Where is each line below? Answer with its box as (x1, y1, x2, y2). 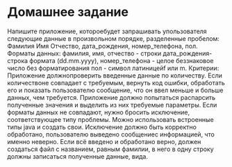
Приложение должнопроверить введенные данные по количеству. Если (7, 71, 222, 80)
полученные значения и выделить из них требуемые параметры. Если (7, 100, 217, 109)
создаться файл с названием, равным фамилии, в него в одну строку (7, 145, 214, 153)
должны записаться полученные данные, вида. (7, 152, 148, 160)
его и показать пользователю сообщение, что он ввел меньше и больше (7, 86, 224, 94)
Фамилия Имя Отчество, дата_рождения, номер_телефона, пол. (7, 42, 198, 50)
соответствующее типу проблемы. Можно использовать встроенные (7, 115, 214, 123)
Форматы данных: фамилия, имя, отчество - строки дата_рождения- (7, 49, 213, 58)
